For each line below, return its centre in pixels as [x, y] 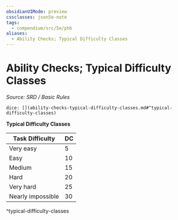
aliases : [17, 34]
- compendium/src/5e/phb [42, 28]
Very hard [23, 186]
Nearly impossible [34, 196]
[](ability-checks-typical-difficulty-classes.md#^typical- [97, 108]
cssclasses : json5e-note [37, 17]
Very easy [23, 148]
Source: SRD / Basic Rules [38, 97]
